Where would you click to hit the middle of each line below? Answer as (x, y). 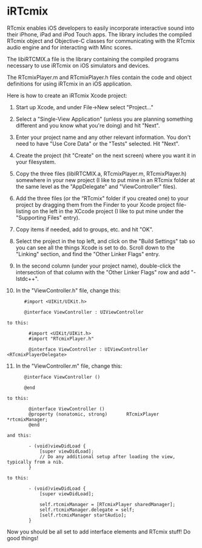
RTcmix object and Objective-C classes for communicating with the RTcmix (101, 41)
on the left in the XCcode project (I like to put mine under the (108, 211)
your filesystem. (36, 161)
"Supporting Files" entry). (48, 217)
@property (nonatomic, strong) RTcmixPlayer (94, 414)
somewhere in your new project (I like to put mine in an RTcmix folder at (105, 180)
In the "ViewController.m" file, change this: (69, 366)
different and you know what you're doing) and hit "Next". (88, 125)
